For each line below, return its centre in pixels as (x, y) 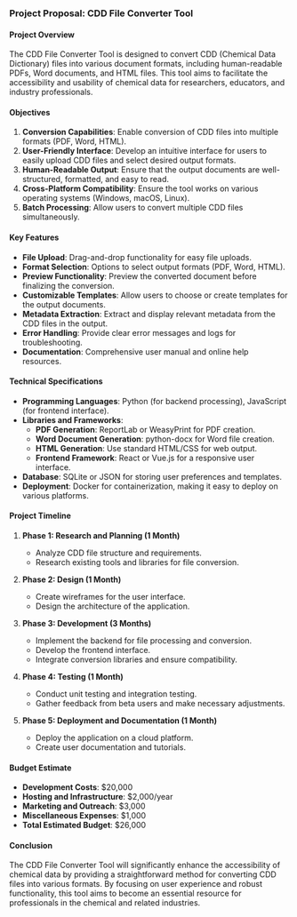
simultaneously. (51, 217)
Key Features (34, 237)
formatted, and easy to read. (117, 179)
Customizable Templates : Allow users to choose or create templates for (155, 295)
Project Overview (42, 35)
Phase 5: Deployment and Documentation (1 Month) (120, 720)
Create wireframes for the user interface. (110, 596)
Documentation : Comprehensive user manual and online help (135, 351)
